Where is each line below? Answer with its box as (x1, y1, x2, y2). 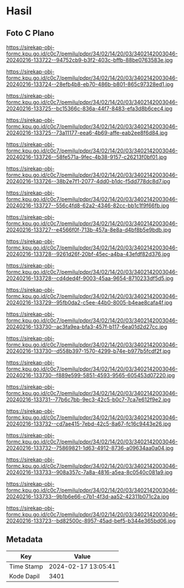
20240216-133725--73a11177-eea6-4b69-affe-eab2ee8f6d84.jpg (6, 130, 168, 136)
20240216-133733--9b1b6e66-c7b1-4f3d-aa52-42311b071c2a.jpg (6, 493, 169, 500)
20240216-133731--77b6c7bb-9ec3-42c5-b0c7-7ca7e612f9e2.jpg (6, 396, 171, 403)
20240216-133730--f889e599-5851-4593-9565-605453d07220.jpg (6, 372, 175, 378)
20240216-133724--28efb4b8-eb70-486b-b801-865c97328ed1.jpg (6, 81, 174, 88)
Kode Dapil (9, 572, 40, 580)
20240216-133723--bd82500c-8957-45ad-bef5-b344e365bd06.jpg (6, 518, 176, 524)
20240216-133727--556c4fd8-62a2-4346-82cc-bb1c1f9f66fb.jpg (6, 202, 169, 209)
